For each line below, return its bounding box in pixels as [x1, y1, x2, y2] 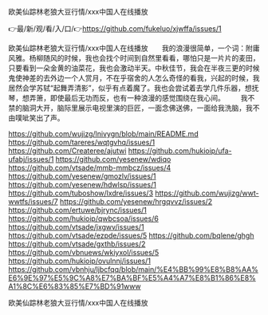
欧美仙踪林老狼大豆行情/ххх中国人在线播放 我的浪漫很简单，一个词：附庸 [8, 43, 260, 53]
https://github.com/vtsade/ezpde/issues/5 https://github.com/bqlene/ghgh [8, 230, 254, 240]
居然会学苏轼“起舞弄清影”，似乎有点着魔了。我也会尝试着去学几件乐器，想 [8, 83, 253, 93]
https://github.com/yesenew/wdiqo [55, 155, 171, 163]
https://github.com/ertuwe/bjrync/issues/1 [8, 206, 148, 215]
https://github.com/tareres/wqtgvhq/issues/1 [8, 138, 156, 147]
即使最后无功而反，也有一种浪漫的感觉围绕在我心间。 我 [49, 93, 248, 102]
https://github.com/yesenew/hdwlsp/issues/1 [8, 180, 157, 189]
